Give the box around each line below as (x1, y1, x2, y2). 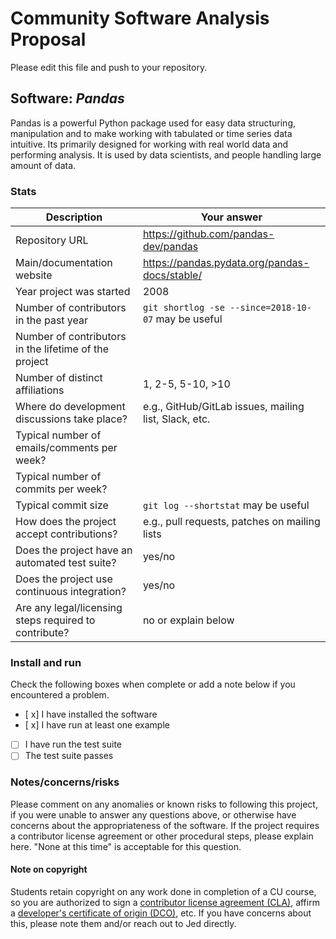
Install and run (10, 655, 82, 669)
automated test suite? (15, 556, 117, 570)
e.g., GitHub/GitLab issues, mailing (142, 400, 305, 414)
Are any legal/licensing (15, 601, 123, 615)
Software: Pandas (10, 90, 125, 107)
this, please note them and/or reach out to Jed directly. (10, 917, 237, 929)
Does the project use (15, 572, 113, 586)
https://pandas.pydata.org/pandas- (142, 256, 310, 270)
